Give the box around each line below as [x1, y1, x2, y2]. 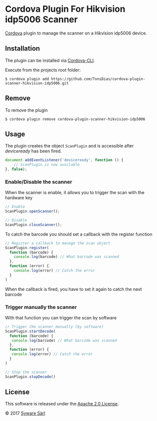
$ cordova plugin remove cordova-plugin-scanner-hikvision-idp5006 [5, 116, 146, 121]
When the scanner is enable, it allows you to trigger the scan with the [5, 190, 145, 196]
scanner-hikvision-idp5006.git [5, 81, 69, 85]
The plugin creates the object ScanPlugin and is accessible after [5, 143, 134, 149]
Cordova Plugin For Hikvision [5, 3, 126, 15]
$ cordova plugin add [5, 76, 49, 82]
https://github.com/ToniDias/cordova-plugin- [51, 76, 146, 82]
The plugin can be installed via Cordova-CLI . [5, 57, 95, 63]
